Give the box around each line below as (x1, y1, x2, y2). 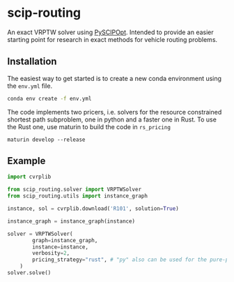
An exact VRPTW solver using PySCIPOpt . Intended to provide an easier (7, 28, 214, 36)
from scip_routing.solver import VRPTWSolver (7, 186, 141, 193)
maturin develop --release (7, 136, 86, 143)
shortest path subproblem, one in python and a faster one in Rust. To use (7, 115, 217, 124)
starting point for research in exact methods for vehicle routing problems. (7, 35, 218, 43)
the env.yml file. (7, 82, 53, 90)
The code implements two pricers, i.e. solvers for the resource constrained (7, 107, 222, 116)
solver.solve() (7, 269, 52, 276)
